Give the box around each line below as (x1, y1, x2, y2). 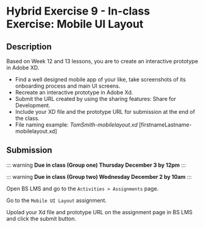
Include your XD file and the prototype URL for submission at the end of (15, 108, 195, 115)
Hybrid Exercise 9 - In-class (6, 4, 150, 18)
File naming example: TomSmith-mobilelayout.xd (15, 121, 138, 128)
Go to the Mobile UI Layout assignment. (6, 197, 107, 204)
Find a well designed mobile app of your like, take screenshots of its (15, 76, 186, 83)
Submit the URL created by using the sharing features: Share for (15, 96, 177, 102)
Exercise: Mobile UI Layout (6, 17, 144, 31)
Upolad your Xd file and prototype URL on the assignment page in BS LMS (6, 208, 193, 215)
